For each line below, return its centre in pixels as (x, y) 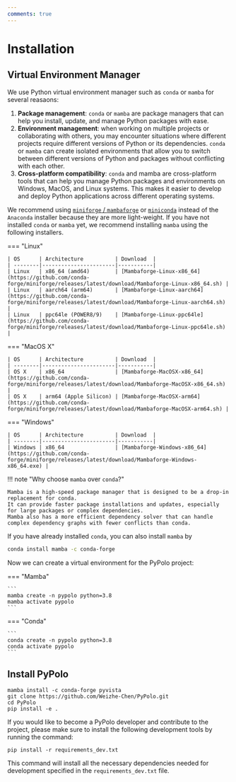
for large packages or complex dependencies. (75, 510)
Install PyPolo (38, 674)
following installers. (35, 232)
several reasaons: (33, 99)
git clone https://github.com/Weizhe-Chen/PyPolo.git (88, 697)
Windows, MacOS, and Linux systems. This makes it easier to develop (119, 188)
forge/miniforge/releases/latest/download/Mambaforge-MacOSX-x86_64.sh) (117, 384)
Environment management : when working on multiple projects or (113, 128)
